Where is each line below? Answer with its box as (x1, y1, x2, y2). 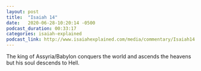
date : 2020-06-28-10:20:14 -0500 (6, 20, 96, 26)
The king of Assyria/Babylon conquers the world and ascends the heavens (6, 53, 191, 60)
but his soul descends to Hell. (6, 59, 80, 66)
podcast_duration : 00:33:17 (6, 25, 77, 32)
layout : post (6, 8, 39, 15)
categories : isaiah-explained (6, 31, 82, 37)
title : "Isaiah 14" (6, 14, 58, 20)
